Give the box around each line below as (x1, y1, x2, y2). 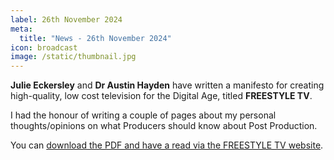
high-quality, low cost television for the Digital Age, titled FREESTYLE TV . (10, 90, 313, 102)
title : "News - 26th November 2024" (19, 33, 172, 43)
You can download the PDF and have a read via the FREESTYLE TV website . (10, 139, 324, 151)
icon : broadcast (10, 42, 78, 53)
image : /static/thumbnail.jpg (10, 52, 137, 62)
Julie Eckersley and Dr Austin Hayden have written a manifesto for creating (10, 79, 325, 91)
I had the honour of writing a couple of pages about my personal (10, 109, 277, 121)
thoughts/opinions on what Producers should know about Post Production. (10, 120, 318, 132)
